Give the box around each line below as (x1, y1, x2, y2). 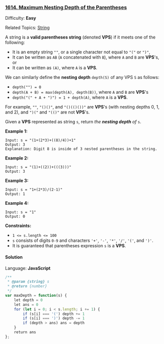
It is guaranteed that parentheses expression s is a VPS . (12, 243, 127, 249)
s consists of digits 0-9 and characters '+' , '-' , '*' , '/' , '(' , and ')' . (12, 237, 154, 243)
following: (5, 39, 25, 45)
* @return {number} (7, 284, 48, 289)
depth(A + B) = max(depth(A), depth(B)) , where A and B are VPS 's (12, 89, 149, 95)
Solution (5, 254, 23, 260)
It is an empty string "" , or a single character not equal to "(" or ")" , (12, 49, 150, 55)
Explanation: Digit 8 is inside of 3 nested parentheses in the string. (5, 147, 158, 152)
